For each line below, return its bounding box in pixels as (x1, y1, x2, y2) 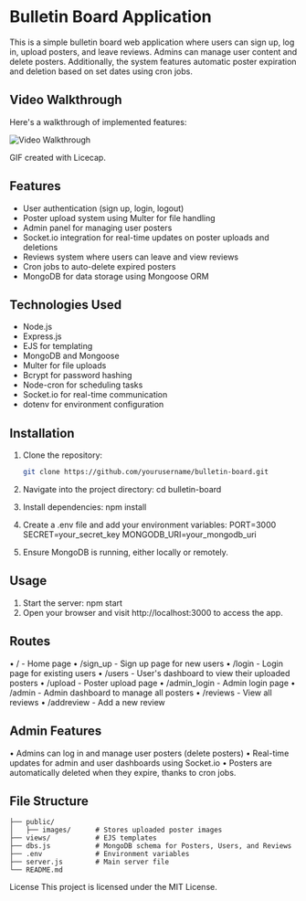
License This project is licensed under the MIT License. (9, 882, 217, 893)
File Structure (9, 793, 89, 809)
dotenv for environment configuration (22, 399, 164, 410)
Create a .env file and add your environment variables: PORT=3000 (22, 519, 277, 531)
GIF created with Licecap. (9, 152, 107, 163)
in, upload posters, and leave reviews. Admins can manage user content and (9, 46, 298, 57)
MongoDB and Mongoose (22, 350, 121, 362)
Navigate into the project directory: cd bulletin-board (22, 484, 222, 495)
